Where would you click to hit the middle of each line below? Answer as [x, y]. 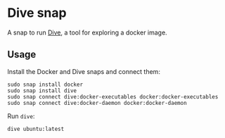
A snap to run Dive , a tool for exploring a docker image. [87, 32]
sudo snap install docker [45, 84]
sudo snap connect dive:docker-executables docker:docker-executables [113, 96]
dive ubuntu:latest [36, 129]
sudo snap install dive [42, 90]
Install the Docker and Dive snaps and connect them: [84, 71]
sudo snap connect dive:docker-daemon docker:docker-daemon [97, 103]
